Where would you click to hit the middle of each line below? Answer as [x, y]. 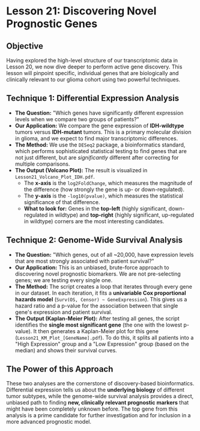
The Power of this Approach [60, 369]
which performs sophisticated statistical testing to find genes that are [101, 151]
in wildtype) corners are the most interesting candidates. [94, 221]
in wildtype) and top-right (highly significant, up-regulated [121, 215]
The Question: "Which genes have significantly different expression [99, 113]
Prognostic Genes [52, 24]
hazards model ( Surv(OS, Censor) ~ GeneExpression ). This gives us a [101, 299]
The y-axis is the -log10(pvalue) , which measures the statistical [103, 196]
